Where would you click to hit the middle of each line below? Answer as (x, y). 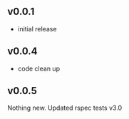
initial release (37, 29)
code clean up (39, 68)
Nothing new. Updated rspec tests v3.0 (65, 108)
